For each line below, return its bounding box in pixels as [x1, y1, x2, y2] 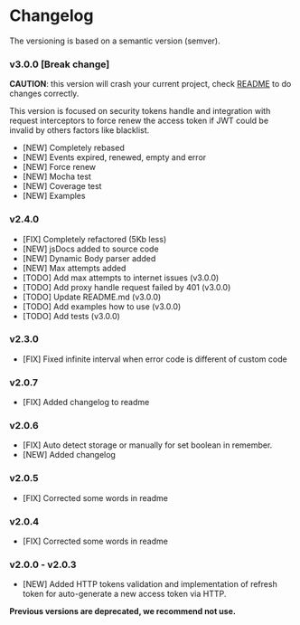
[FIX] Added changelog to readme [22, 397, 150, 408]
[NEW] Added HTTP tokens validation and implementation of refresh [22, 579, 277, 590]
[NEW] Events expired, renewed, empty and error [22, 152, 207, 163]
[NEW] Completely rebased [22, 142, 125, 154]
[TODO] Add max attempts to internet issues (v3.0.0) [22, 272, 220, 283]
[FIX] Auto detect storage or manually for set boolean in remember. [22, 440, 273, 450]
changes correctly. [9, 88, 80, 99]
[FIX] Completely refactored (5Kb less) [22, 233, 167, 244]
